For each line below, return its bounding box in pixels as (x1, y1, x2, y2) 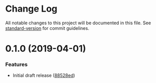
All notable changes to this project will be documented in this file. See (5, 20, 151, 26)
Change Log (5, 3, 57, 15)
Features (5, 61, 28, 68)
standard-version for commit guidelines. (5, 25, 89, 31)
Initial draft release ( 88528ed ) (12, 72, 75, 78)
